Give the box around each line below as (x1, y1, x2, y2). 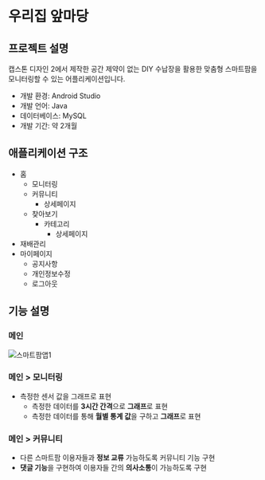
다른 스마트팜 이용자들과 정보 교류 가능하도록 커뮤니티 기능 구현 (19, 453, 216, 462)
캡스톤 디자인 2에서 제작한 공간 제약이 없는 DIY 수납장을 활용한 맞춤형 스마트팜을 (8, 65, 258, 73)
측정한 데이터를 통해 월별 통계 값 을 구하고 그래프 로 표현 (31, 411, 201, 421)
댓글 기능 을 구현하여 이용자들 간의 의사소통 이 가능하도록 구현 (19, 463, 207, 473)
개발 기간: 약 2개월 (19, 121, 78, 130)
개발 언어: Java (19, 101, 68, 110)
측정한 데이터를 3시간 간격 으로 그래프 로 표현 (31, 401, 169, 411)
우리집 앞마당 (8, 7, 89, 26)
